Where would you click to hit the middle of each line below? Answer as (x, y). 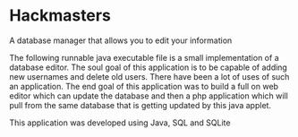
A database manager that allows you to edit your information (121, 40)
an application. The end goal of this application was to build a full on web (144, 86)
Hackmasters (60, 16)
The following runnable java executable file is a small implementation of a (144, 57)
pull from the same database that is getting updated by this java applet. (140, 105)
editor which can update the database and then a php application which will (149, 96)
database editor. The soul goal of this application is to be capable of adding (149, 67)
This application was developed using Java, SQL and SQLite (120, 123)
